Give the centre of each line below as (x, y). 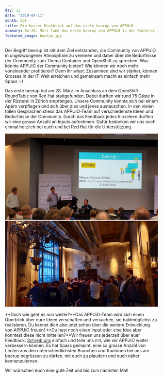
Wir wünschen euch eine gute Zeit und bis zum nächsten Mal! (67, 370)
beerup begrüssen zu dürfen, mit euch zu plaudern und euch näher (72, 356)
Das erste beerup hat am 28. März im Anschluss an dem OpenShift (72, 91)
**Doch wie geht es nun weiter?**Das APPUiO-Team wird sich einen (75, 314)
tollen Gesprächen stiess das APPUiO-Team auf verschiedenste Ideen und (79, 111)
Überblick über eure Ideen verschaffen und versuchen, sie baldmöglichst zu (81, 320)
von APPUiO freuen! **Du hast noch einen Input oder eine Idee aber (73, 330)
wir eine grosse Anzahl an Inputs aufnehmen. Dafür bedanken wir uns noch (81, 122)
